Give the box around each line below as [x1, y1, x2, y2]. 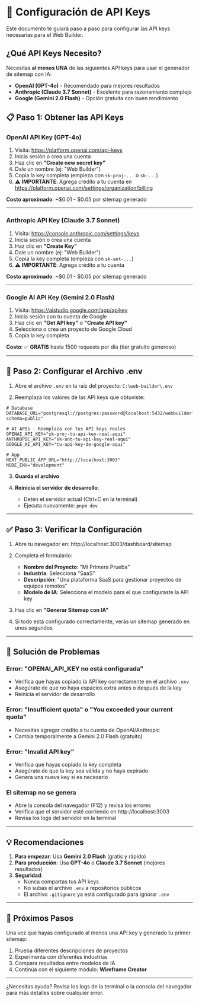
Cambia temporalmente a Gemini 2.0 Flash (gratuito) [14, 732, 143, 740]
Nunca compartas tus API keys [23, 878, 99, 885]
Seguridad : [14, 872, 43, 879]
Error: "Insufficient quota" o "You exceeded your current [6, 706, 173, 714]
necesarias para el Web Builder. [6, 31, 84, 38]
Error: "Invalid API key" [6, 747, 75, 755]
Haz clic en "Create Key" [14, 242, 78, 250]
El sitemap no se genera [6, 788, 76, 796]
